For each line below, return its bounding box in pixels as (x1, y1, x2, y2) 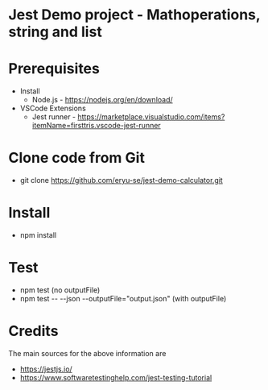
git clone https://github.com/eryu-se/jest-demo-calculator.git (19, 176, 223, 185)
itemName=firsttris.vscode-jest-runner (31, 121, 161, 131)
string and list (8, 23, 102, 41)
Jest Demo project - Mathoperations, (8, 6, 261, 24)
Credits (8, 322, 59, 340)
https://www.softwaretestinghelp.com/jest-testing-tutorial (19, 372, 212, 382)
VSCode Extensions (19, 103, 86, 114)
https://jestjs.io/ (19, 364, 72, 374)
